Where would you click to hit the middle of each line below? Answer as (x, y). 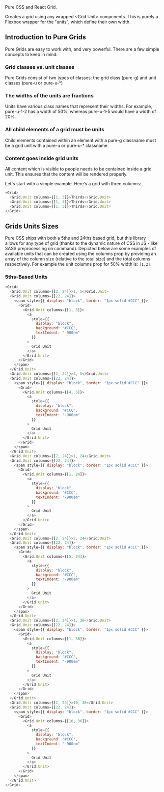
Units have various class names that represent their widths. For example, (79, 106)
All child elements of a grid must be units (55, 130)
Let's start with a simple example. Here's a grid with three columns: (73, 184)
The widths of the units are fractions (50, 96)
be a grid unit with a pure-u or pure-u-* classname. (57, 145)
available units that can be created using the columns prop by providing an (81, 254)
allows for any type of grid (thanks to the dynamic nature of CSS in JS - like (82, 243)
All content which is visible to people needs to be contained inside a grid (78, 169)
